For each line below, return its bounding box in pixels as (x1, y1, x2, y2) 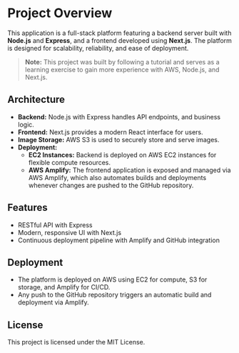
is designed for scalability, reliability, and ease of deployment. (7, 44, 189, 52)
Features (7, 202, 48, 214)
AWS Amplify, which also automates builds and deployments (28, 173, 207, 182)
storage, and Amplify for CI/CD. (17, 283, 111, 292)
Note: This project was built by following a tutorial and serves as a (24, 57, 220, 66)
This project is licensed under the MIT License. (7, 338, 146, 347)
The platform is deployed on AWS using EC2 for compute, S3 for (17, 275, 208, 284)
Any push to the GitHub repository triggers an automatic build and (17, 291, 212, 299)
